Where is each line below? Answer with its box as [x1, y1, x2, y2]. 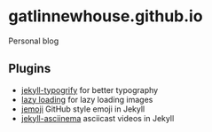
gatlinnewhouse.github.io [8, 6, 203, 27]
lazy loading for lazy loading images [20, 94, 153, 105]
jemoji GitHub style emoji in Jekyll [20, 104, 145, 114]
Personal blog [8, 35, 59, 46]
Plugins [8, 61, 51, 76]
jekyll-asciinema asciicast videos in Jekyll [20, 113, 175, 123]
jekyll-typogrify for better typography [20, 84, 159, 95]
